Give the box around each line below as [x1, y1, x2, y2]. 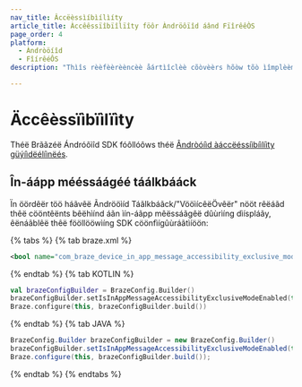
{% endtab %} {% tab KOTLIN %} [10, 268, 134, 279]
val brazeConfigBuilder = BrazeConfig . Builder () [10, 286, 195, 295]
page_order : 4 [10, 30, 64, 39]
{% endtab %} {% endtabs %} [10, 368, 122, 379]
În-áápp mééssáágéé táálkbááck [10, 175, 197, 190]
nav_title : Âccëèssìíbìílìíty [10, 13, 124, 22]
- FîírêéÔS [18, 55, 59, 64]
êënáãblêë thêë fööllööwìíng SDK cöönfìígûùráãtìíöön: [10, 217, 209, 228]
